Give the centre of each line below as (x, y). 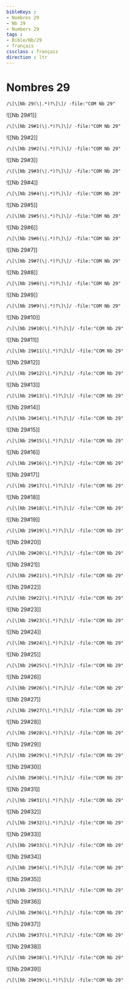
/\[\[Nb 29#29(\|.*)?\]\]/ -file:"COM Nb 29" (65, 755)
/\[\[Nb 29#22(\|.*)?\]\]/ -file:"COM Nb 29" (65, 598)
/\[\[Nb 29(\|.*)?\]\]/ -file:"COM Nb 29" (61, 104)
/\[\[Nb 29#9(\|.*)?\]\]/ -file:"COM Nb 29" (64, 306)
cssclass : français (33, 52)
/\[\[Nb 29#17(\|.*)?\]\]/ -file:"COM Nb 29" (65, 486)
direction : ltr (27, 57)
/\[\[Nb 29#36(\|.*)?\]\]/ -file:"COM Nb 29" (65, 913)
